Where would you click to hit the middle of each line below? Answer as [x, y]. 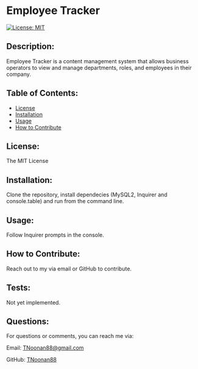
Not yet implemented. [34, 302]
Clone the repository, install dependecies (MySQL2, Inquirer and [87, 195]
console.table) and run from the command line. [65, 201]
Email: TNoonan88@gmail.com [45, 348]
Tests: [18, 288]
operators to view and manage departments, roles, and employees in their [99, 67]
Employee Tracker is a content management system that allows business [97, 61]
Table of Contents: [42, 93]
